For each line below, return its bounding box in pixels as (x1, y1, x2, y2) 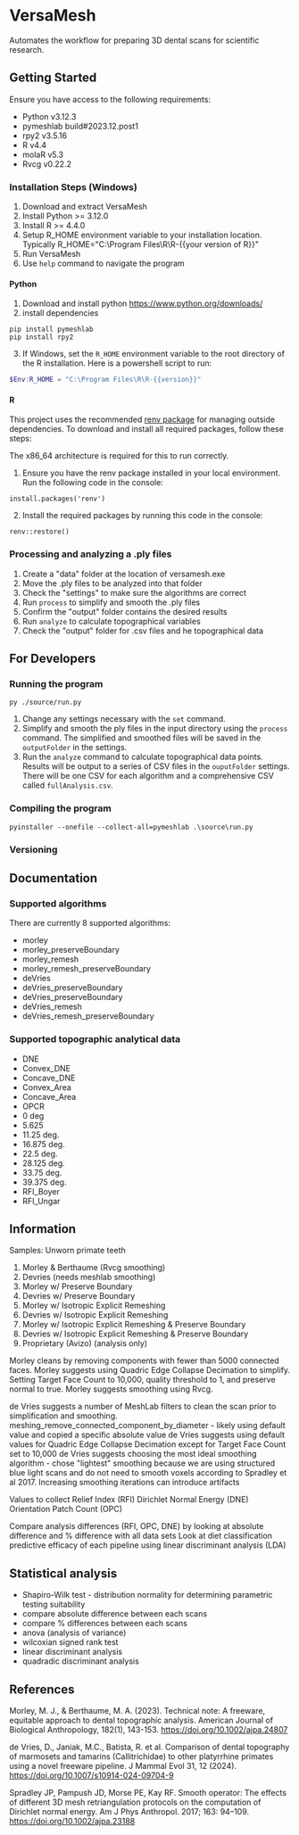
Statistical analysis (9, 1566, 118, 1581)
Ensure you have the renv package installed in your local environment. (21, 467, 281, 478)
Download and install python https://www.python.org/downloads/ (21, 298, 263, 309)
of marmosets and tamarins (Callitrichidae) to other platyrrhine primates (9, 1750, 274, 1762)
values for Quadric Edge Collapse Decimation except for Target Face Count (9, 1439, 287, 1450)
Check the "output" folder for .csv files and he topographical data (21, 625, 264, 636)
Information (9, 1221, 77, 1236)
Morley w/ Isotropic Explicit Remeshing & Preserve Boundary (21, 1319, 246, 1330)
